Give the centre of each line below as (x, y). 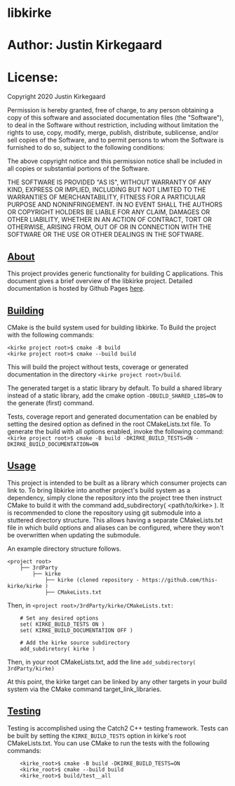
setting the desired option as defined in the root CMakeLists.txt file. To (109, 424)
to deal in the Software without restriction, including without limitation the (113, 125)
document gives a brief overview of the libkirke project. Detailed (100, 281)
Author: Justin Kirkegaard (85, 45)
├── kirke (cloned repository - (92, 580)
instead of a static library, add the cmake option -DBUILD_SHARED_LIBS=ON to (115, 395)
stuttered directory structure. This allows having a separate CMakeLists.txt (115, 520)
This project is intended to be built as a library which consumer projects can (117, 483)
